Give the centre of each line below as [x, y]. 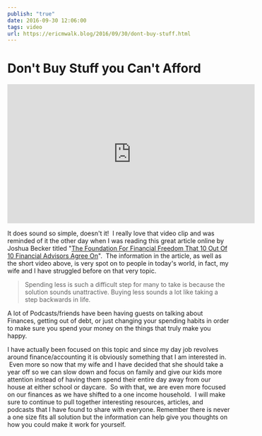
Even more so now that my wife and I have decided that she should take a [116, 365]
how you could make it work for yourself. [67, 425]
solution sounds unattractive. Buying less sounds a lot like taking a [121, 292]
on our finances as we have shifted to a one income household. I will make [117, 395]
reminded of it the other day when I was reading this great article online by [116, 241]
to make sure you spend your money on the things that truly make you [109, 329]
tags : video [25, 27]
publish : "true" [31, 14]
